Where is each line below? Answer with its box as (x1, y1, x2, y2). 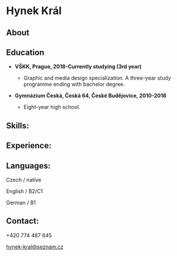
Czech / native (6, 176, 41, 183)
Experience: (6, 141, 52, 151)
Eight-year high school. (23, 104, 81, 111)
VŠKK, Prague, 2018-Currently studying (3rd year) (14, 63, 142, 70)
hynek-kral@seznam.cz (6, 243, 64, 250)
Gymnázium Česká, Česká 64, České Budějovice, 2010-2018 (14, 92, 167, 99)
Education (6, 47, 45, 57)
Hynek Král (6, 4, 62, 18)
